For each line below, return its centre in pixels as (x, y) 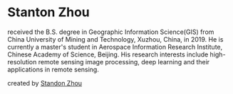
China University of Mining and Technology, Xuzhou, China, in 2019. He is (115, 39)
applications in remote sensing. (53, 69)
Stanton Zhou (49, 12)
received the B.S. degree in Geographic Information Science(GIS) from (111, 32)
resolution (22, 61)
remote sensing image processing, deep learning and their (124, 61)
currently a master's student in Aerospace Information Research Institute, (115, 47)
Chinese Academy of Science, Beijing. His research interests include (108, 54)
